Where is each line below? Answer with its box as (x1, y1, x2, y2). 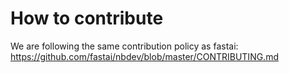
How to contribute (10, 7, 164, 30)
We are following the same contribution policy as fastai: (10, 40, 239, 52)
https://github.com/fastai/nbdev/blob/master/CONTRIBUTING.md (10, 50, 279, 62)
